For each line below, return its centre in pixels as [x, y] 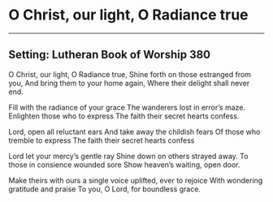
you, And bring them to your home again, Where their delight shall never [129, 83]
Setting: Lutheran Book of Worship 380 [110, 55]
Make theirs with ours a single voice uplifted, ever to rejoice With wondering [136, 180]
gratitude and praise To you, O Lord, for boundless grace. [105, 189]
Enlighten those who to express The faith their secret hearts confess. [124, 116]
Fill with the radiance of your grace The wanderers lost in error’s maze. [127, 107]
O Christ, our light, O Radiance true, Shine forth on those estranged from [130, 74]
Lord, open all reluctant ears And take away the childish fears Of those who [134, 131]
